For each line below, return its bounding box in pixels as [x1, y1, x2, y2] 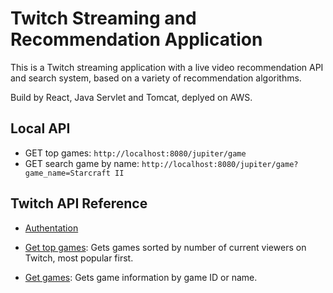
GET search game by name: [24, 157, 140, 169]
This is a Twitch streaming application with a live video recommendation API [10, 61, 324, 73]
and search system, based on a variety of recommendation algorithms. [10, 72, 302, 84]
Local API [10, 120, 71, 137]
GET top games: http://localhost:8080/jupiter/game [24, 147, 247, 159]
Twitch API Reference [10, 195, 148, 212]
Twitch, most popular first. [24, 252, 134, 264]
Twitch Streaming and [10, 7, 197, 30]
